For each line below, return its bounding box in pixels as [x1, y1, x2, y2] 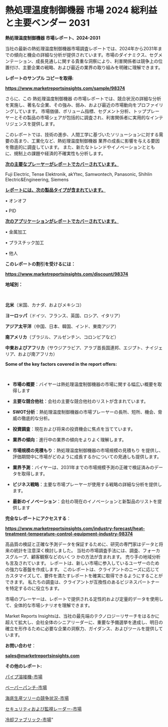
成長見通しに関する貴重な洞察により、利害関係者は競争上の [35, 58, 159, 64]
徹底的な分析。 [21, 415, 53, 421]
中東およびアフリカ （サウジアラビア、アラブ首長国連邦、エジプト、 [5, 345, 145, 351]
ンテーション [5, 58, 32, 64]
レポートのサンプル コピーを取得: [5, 75, 74, 81]
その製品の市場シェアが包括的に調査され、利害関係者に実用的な [18, 114, 150, 120]
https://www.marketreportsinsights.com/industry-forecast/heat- [5, 525, 145, 532]
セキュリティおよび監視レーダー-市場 [5, 706, 82, 712]
